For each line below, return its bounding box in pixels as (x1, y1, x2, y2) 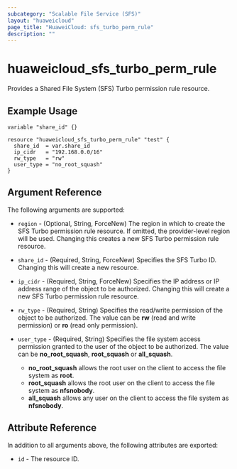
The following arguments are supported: (7, 205, 126, 214)
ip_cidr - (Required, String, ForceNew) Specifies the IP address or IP (17, 276, 220, 285)
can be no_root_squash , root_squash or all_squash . (17, 350, 173, 358)
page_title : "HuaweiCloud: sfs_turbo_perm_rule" (7, 23, 154, 31)
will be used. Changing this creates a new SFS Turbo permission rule (17, 234, 219, 242)
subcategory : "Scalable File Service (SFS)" (7, 10, 141, 18)
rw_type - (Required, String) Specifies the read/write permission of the (17, 306, 224, 314)
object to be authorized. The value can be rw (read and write (17, 313, 197, 322)
